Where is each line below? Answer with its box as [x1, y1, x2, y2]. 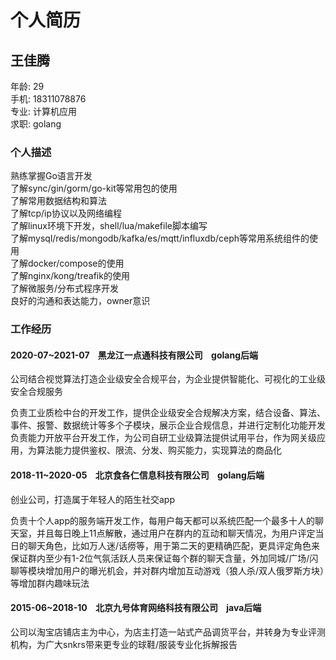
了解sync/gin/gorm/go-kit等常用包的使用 [10, 182, 178, 195]
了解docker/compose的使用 [10, 257, 125, 270]
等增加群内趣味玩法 [10, 577, 90, 589]
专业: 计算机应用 [10, 106, 77, 117]
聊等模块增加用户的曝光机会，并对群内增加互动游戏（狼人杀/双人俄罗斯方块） [10, 564, 325, 576]
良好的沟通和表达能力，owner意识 [10, 295, 151, 307]
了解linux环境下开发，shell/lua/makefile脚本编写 [10, 220, 208, 232]
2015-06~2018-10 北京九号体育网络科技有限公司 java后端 [10, 602, 262, 614]
